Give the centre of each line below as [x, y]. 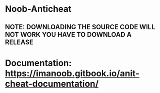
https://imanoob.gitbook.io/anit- [72, 73]
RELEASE [19, 42]
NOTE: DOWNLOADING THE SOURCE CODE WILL [80, 27]
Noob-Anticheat [38, 9]
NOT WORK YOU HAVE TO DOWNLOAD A [68, 34]
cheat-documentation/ [52, 84]
